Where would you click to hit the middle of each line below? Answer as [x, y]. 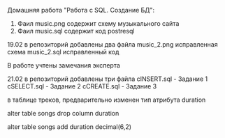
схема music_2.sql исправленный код [63, 52]
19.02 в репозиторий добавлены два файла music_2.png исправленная [112, 44]
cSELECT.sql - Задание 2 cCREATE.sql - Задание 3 [82, 86]
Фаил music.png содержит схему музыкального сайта [98, 23]
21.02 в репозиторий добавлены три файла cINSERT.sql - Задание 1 [108, 79]
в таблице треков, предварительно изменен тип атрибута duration [107, 100]
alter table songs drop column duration [63, 113]
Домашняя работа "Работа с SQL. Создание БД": [81, 10]
